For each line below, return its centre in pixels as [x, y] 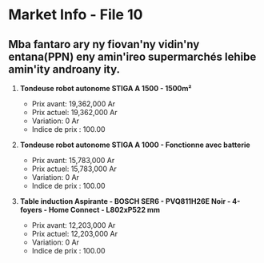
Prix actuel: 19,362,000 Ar [74, 112]
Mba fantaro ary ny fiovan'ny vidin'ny [104, 44]
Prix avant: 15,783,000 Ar [73, 160]
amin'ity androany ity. [64, 69]
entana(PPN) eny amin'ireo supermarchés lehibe [132, 56]
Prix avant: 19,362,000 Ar [74, 104]
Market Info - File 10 [76, 15]
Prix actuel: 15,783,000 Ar [74, 169]
